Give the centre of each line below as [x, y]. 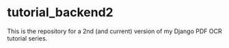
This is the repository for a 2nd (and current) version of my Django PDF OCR [114, 31]
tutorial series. [27, 38]
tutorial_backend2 [60, 13]
